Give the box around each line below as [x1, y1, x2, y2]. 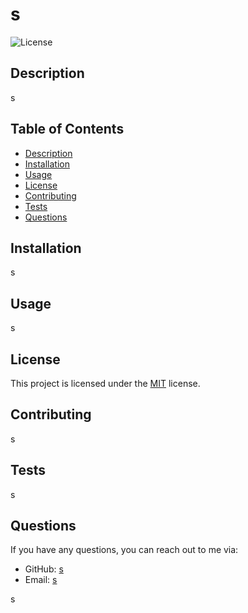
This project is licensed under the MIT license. [10, 378, 201, 389]
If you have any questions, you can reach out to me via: [10, 544, 239, 556]
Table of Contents [10, 121, 125, 138]
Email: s [24, 574, 58, 586]
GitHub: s [24, 563, 64, 575]
